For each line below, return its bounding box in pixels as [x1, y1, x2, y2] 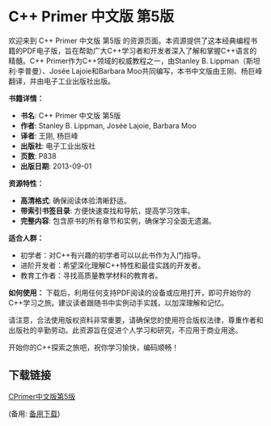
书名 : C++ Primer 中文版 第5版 [19, 110, 121, 120]
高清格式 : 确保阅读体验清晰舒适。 [19, 195, 131, 205]
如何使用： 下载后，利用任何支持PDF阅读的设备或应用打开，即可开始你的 [8, 288, 252, 297]
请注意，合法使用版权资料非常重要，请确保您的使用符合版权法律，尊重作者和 [8, 315, 264, 325]
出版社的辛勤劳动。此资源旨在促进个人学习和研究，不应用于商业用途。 [8, 325, 243, 334]
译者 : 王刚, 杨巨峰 [19, 130, 78, 140]
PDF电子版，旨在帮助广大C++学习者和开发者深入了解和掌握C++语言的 [22, 45, 257, 55]
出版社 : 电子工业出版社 [19, 141, 95, 151]
